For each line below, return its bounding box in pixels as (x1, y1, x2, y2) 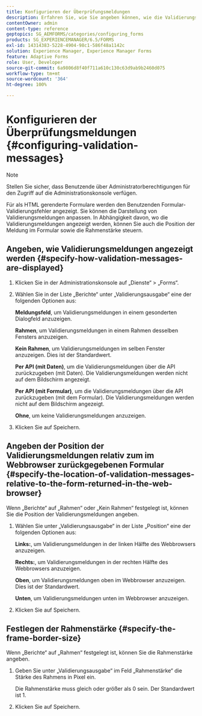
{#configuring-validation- (6, 139, 139, 152)
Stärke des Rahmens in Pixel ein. (14, 673, 96, 681)
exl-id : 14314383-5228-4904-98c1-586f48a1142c (6, 43, 125, 49)
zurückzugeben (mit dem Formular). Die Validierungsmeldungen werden (14, 394, 194, 401)
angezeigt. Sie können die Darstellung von (52, 207, 158, 215)
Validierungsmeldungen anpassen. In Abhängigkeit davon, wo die (6, 213, 168, 221)
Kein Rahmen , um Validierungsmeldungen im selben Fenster (14, 345, 165, 352)
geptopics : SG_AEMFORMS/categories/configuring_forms (6, 31, 144, 37)
